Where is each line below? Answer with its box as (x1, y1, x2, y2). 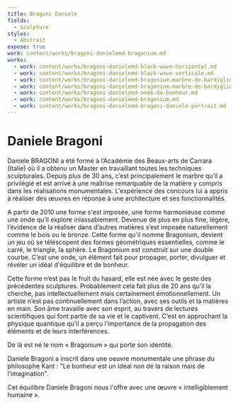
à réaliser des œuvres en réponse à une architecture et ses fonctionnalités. (7, 194, 227, 202)
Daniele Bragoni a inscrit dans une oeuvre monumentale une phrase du (7, 354, 215, 363)
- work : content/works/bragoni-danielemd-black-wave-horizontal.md (13, 63, 217, 70)
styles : (7, 30, 30, 38)
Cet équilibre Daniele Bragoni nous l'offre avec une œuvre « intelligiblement (7, 383, 229, 392)
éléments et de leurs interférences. (7, 326, 110, 335)
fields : (7, 17, 30, 24)
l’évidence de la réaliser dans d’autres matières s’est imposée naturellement (7, 222, 228, 231)
